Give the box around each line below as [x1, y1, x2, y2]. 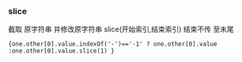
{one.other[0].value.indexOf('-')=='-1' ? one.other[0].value [8, 40, 217, 49]
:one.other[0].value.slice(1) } [8, 47, 115, 55]
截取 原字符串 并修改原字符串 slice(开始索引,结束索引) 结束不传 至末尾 [8, 24, 235, 34]
